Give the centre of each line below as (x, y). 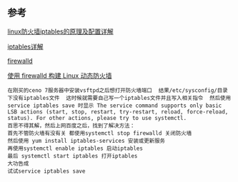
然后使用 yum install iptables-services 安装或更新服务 (86, 141)
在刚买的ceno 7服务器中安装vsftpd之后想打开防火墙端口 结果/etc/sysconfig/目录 (118, 90)
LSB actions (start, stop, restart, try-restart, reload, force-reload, (118, 112)
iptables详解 (25, 46)
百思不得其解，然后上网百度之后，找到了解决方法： (71, 126)
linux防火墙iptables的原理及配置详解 (60, 31)
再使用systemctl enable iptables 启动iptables (75, 148)
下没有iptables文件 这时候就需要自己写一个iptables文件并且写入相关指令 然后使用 (119, 98)
